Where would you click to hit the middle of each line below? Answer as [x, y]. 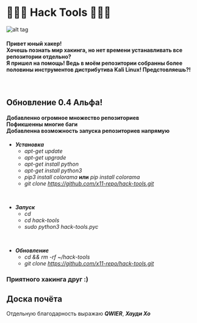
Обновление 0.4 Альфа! [55, 102]
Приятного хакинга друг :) [47, 279]
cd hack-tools [42, 220]
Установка [30, 144]
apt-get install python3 [53, 170]
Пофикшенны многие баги [42, 124]
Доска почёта [34, 299]
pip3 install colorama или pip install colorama [82, 177]
